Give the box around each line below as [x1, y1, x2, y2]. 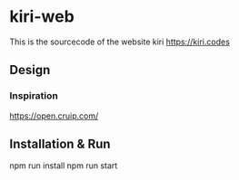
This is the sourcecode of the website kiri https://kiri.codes [9, 36, 230, 47]
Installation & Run [9, 137, 111, 152]
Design [9, 62, 51, 78]
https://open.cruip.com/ [9, 110, 99, 121]
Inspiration [9, 90, 59, 102]
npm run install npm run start [9, 160, 118, 171]
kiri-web [9, 6, 75, 27]
